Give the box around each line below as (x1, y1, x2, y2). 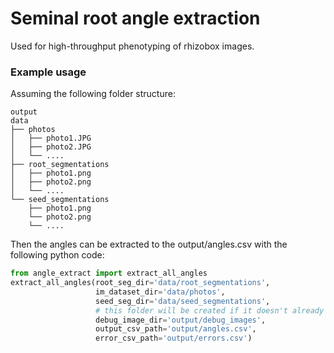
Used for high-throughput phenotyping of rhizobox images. (10, 40, 255, 52)
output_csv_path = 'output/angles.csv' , (95, 324, 257, 334)
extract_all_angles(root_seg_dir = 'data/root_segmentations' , (10, 278, 271, 288)
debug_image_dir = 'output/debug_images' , (95, 315, 267, 325)
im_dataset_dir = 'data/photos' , (95, 287, 226, 297)
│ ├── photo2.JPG (10, 142, 92, 152)
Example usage (10, 65, 87, 79)
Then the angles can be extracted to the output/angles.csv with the (10, 238, 288, 251)
